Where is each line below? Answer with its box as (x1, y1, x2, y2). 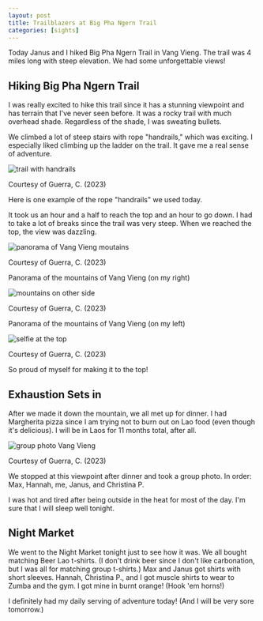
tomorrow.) (8, 604, 44, 614)
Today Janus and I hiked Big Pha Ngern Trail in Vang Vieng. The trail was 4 (8, 48, 252, 58)
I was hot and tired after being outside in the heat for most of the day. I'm (8, 495, 246, 504)
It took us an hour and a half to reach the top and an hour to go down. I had (8, 210, 253, 220)
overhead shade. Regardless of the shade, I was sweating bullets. (8, 117, 223, 126)
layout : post (8, 11, 51, 20)
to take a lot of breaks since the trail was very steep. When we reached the (8, 219, 253, 228)
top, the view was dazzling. (8, 227, 97, 237)
